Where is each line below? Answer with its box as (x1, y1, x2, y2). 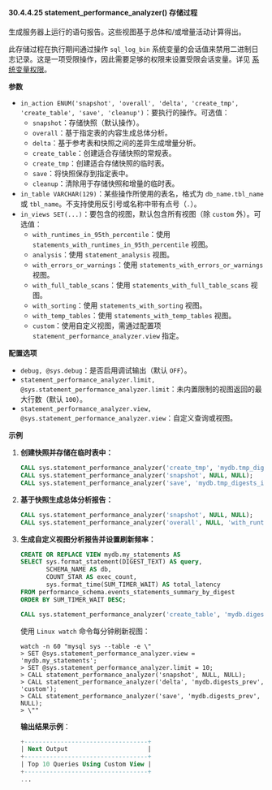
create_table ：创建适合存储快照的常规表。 (32, 149, 176, 158)
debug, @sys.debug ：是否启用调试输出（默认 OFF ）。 (19, 365, 192, 375)
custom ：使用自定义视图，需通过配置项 (32, 321, 162, 330)
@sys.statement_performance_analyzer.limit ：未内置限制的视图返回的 (19, 384, 256, 394)
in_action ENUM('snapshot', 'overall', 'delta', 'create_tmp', (19, 100, 240, 108)
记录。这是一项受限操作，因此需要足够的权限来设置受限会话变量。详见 (15, 54, 250, 64)
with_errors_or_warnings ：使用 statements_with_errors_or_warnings (32, 260, 264, 270)
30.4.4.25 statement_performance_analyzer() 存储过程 (8, 7, 198, 17)
